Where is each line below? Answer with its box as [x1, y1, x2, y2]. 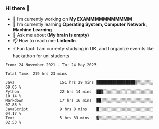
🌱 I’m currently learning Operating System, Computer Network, [12, 21, 147, 27]
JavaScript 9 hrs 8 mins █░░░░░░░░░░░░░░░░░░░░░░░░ [5, 107, 153, 112]
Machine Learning [12, 27, 52, 33]
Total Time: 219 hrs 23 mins [5, 71, 67, 76]
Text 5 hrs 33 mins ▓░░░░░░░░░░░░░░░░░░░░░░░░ [5, 116, 153, 121]
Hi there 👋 [5, 5, 30, 12]
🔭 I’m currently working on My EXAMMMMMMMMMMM [12, 16, 132, 22]
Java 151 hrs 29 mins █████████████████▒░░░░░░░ [5, 80, 153, 85]
